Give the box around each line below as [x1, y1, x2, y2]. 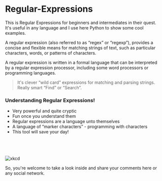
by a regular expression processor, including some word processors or [5, 65, 149, 71]
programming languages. [5, 70, 56, 76]
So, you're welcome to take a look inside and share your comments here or [5, 165, 158, 171]
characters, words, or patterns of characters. [5, 50, 97, 56]
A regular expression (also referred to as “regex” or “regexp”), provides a [5, 39, 154, 45]
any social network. [5, 170, 45, 176]
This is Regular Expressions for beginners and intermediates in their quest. [5, 20, 157, 26]
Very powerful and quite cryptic [12, 108, 77, 114]
